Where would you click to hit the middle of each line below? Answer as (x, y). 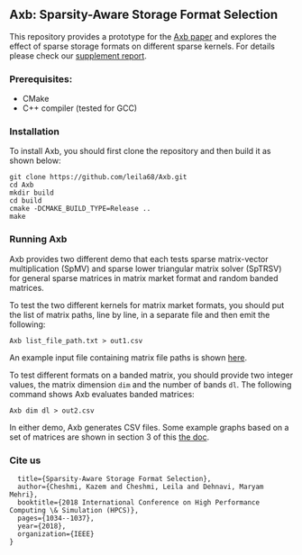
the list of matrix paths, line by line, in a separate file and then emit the (140, 314)
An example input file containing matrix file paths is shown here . (128, 357)
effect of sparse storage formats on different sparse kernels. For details (142, 46)
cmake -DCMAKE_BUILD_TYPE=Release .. (80, 209)
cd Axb (22, 185)
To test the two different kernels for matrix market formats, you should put (147, 305)
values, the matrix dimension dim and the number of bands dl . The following (151, 384)
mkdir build (32, 193)
